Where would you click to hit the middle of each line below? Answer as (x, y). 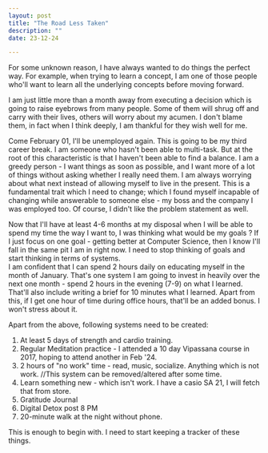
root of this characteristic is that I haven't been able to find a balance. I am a (134, 158)
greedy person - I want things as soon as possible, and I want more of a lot (132, 167)
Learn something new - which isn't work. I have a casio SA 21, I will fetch (140, 383)
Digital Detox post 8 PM (59, 408)
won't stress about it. (43, 309)
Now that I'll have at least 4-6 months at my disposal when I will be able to (131, 225)
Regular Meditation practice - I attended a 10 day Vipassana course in (135, 349)
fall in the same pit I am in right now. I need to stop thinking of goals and (127, 250)
